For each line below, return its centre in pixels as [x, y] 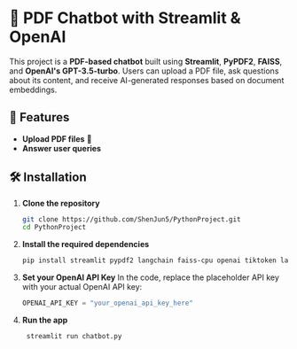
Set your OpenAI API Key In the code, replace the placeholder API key [150, 277]
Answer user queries [62, 148]
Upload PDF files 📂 [57, 139]
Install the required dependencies [86, 244]
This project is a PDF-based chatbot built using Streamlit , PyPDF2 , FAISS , [146, 61]
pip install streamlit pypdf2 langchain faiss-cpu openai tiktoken [149, 260]
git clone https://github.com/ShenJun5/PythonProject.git [131, 219]
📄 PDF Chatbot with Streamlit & [125, 18]
